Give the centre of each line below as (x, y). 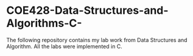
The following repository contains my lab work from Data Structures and (97, 40)
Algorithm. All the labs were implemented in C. (65, 46)
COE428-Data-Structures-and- (87, 11)
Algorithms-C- (44, 23)
